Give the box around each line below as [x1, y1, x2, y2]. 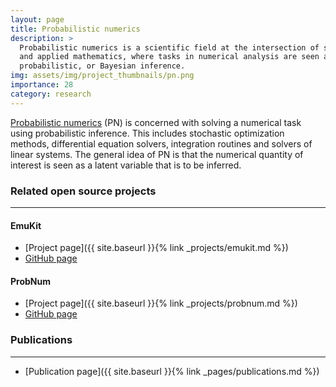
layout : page [10, 14, 65, 25]
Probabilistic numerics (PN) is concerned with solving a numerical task [10, 116, 302, 128]
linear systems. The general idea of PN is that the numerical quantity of [10, 148, 304, 160]
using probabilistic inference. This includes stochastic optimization [10, 127, 285, 139]
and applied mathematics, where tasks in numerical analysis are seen [19, 52, 320, 62]
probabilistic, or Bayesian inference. [19, 61, 186, 71]
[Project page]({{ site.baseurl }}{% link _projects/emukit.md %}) [24, 242, 289, 254]
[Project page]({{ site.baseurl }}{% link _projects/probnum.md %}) [24, 297, 298, 310]
